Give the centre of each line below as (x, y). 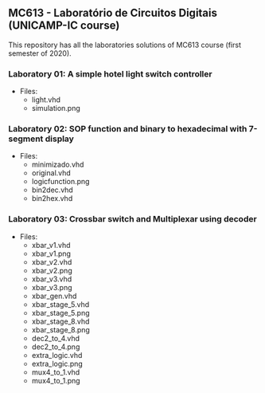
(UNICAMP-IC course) (64, 26)
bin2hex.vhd (52, 198)
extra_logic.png (57, 364)
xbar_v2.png (52, 270)
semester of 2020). (40, 53)
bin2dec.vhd (52, 190)
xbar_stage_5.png (60, 312)
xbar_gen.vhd (54, 296)
